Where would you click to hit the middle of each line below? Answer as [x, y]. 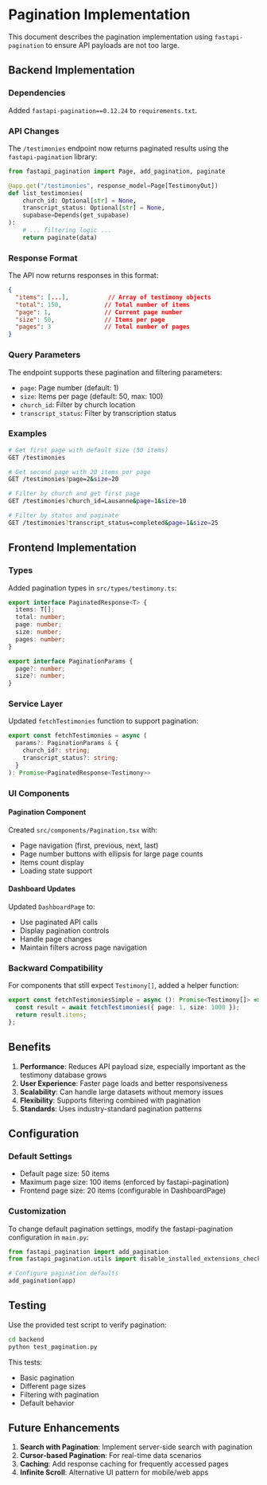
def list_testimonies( [46, 193]
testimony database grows [63, 1075]
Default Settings [41, 1156]
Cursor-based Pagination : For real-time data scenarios [110, 1456]
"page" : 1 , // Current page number [99, 312]
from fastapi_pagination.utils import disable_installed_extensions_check [135, 1259]
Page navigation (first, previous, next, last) [89, 845]
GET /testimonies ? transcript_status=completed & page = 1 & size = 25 [113, 523]
